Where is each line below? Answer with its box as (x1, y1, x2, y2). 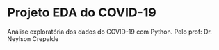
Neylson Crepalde (7, 34, 59, 42)
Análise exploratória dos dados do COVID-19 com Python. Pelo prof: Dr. (7, 27, 212, 36)
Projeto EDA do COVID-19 (7, 5, 156, 21)
